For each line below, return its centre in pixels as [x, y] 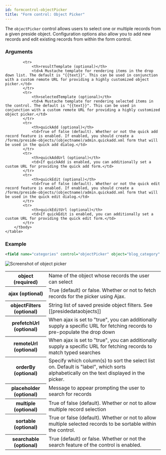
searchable [26, 439]
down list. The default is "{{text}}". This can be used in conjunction [82, 75]
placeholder [26, 388]
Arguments [19, 52]
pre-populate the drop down [82, 332]
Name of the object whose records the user [99, 276]
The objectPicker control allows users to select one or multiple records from [83, 28]
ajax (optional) [26, 294]
